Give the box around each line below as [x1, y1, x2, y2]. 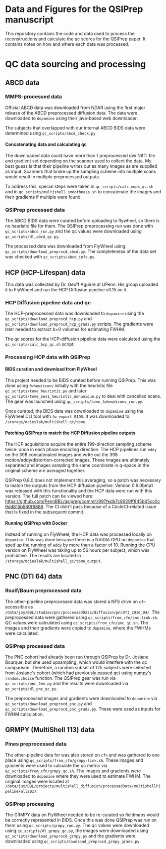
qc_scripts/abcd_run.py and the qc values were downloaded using [5, 228, 142, 235]
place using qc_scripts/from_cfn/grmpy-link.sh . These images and [5, 757, 144, 763]
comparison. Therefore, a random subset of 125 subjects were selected [5, 664, 151, 670]
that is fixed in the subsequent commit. [5, 509, 85, 515]
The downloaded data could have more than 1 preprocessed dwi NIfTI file [5, 153, 155, 159]
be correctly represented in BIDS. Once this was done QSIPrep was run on [5, 817, 157, 823]
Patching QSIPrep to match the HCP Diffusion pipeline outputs [5, 430, 136, 436]
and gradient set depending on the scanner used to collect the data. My [5, 158, 152, 164]
